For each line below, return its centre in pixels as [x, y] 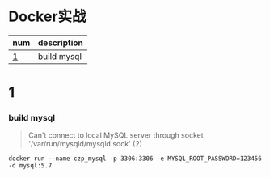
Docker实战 [47, 17]
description [60, 43]
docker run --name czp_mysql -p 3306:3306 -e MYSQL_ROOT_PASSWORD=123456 [135, 159]
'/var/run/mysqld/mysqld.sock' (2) [85, 144]
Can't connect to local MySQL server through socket [116, 135]
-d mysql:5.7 [30, 166]
